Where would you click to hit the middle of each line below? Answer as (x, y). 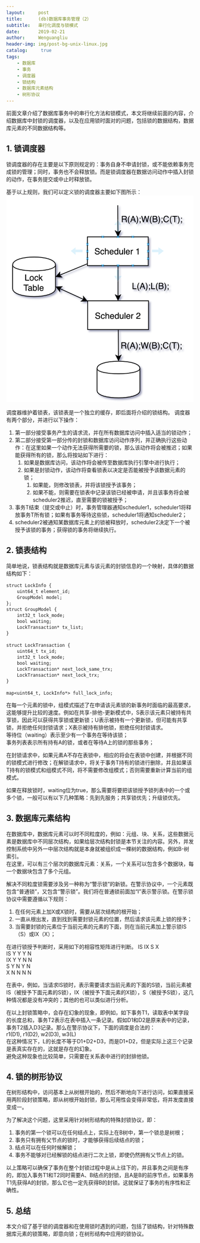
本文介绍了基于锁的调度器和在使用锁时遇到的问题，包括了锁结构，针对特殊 (97, 1226)
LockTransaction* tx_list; (50, 627)
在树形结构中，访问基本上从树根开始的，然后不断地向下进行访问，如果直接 (97, 1092)
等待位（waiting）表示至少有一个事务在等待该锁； (67, 735)
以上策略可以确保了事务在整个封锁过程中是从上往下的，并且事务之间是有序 (97, 1168)
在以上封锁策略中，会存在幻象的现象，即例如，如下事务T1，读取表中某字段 (98, 1012)
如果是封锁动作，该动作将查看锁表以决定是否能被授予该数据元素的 (104, 470)
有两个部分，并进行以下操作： (43, 420)
